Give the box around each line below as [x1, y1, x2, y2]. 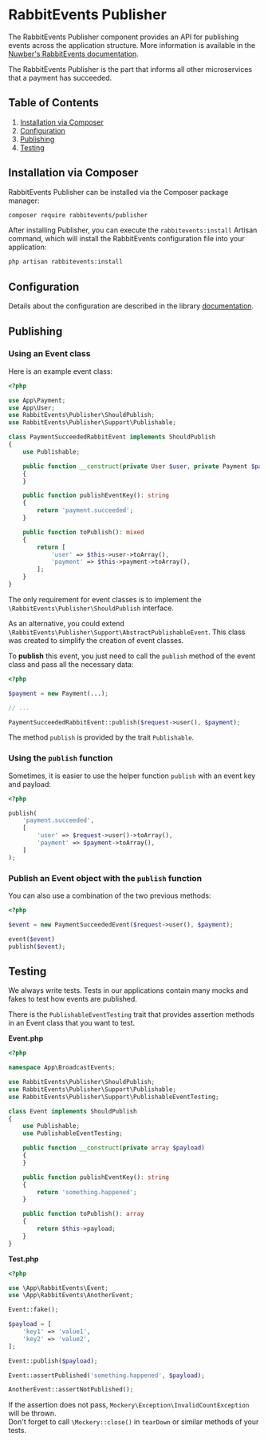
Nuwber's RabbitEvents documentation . [8, 49, 140, 58]
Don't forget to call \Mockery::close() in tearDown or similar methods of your [8, 1417, 259, 1427]
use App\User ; [8, 403, 56, 412]
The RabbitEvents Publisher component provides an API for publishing [8, 32, 239, 42]
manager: [8, 196, 40, 205]
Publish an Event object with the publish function [8, 872, 202, 883]
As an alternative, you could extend [8, 618, 125, 628]
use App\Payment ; [8, 396, 66, 404]
